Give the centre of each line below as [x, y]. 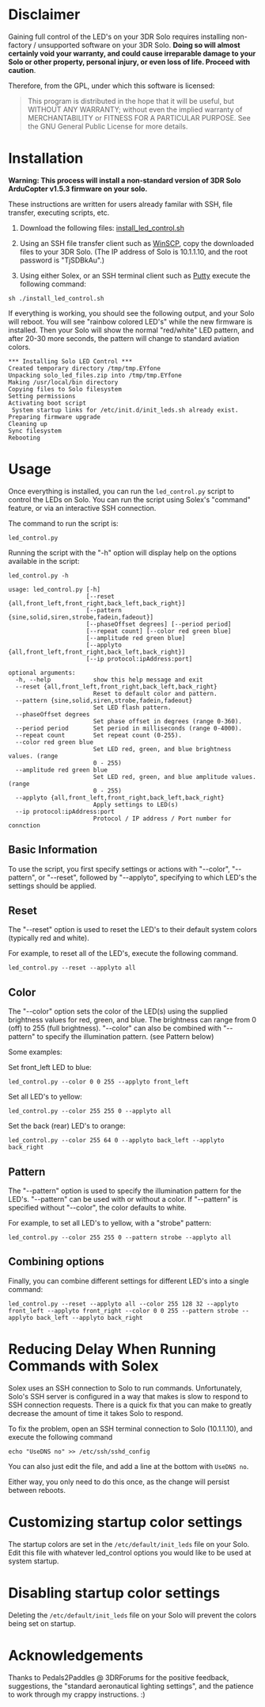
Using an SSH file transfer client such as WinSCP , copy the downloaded [137, 243]
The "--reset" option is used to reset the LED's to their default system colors [132, 930]
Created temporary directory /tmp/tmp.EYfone [84, 368]
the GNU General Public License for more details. [108, 126]
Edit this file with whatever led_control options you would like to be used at [130, 1552]
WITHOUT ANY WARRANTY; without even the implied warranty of [135, 109]
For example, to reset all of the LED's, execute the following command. [123, 953]
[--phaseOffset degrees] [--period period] [159, 624]
